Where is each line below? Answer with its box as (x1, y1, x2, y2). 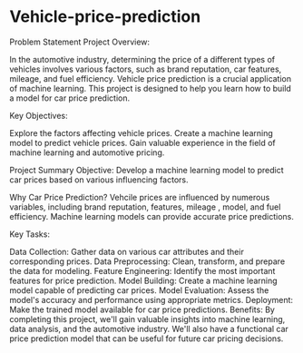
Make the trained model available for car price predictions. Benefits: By (9, 304, 275, 315)
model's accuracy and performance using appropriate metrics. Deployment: (9, 294, 293, 305)
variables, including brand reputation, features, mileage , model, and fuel (9, 201, 281, 212)
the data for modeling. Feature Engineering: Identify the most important (9, 265, 276, 276)
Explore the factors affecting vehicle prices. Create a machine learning (9, 127, 274, 138)
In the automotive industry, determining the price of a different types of (9, 54, 275, 64)
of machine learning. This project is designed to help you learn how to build (9, 83, 292, 93)
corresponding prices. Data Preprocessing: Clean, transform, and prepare (9, 256, 286, 267)
